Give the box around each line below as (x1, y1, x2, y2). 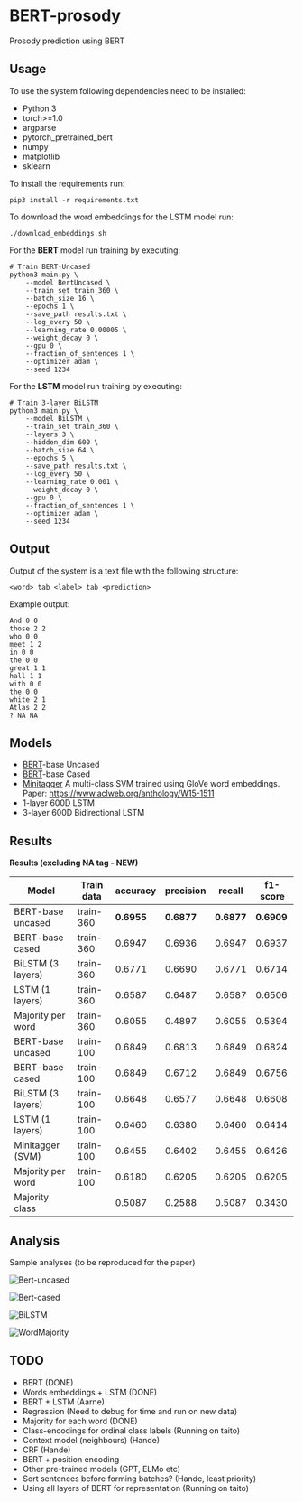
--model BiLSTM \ (25, 414, 91, 423)
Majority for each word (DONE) (22, 1415, 138, 1426)
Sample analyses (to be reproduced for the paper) (9, 1257, 196, 1267)
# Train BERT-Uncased (9, 262, 91, 271)
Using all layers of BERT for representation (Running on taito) (22, 1482, 250, 1493)
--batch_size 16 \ (25, 294, 95, 303)
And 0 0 (9, 616, 39, 625)
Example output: (9, 598, 70, 610)
